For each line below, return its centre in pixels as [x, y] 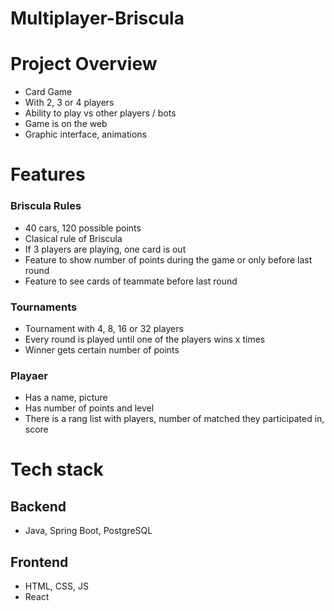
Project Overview [84, 64]
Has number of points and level [89, 408]
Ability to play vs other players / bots [100, 113]
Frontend [39, 562]
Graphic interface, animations [85, 134]
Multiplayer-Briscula [97, 18]
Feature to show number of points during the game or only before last [168, 259]
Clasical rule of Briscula [73, 238]
